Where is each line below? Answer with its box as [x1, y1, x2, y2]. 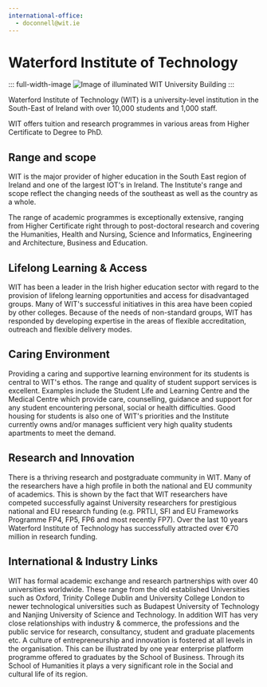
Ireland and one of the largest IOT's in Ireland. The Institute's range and [8, 180, 243, 190]
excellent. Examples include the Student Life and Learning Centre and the [8, 386, 249, 395]
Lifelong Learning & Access [8, 261, 147, 275]
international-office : [8, 11, 84, 20]
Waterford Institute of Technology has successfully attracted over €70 [8, 523, 239, 532]
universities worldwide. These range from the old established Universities [8, 584, 250, 594]
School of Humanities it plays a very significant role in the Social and [8, 661, 234, 670]
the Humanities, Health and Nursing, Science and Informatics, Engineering [8, 230, 253, 239]
